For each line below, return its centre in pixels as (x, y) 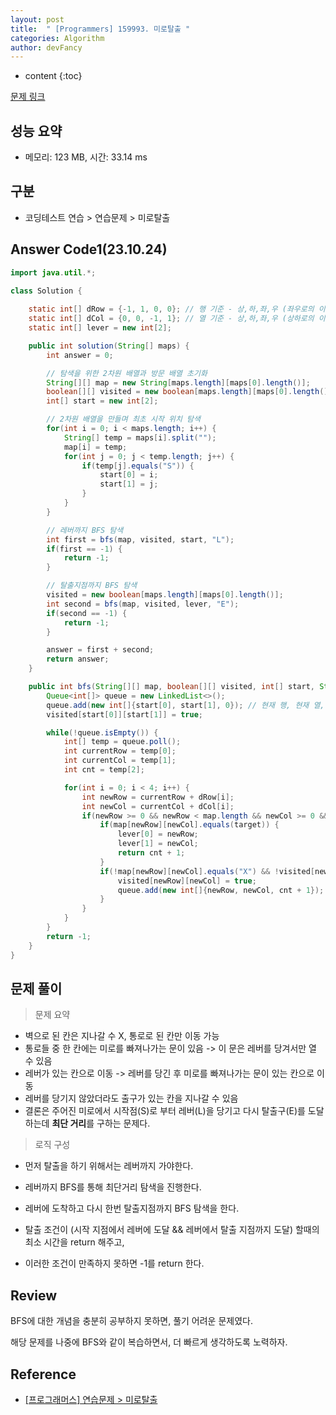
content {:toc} (53, 76)
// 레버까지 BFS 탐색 (85, 530)
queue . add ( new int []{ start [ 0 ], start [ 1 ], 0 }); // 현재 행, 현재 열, (185, 705)
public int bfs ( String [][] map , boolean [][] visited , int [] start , (171, 687)
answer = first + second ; (100, 650)
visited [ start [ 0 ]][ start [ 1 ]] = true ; (124, 714)
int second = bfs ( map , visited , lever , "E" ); (143, 604)
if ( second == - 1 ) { (87, 613)
